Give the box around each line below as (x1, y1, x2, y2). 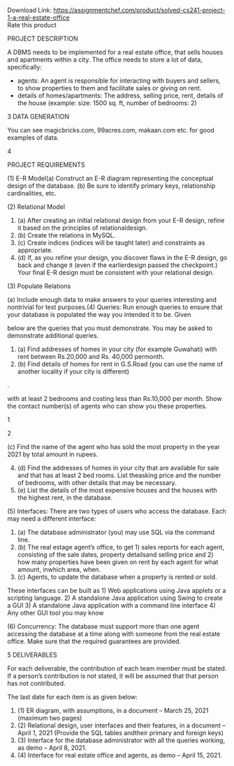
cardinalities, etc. (7, 189, 57, 197)
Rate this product (7, 21, 57, 29)
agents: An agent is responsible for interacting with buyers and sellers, (17, 76, 221, 85)
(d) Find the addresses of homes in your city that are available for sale (17, 464, 219, 472)
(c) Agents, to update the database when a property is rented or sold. (17, 573, 218, 581)
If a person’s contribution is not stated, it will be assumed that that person (7, 672, 219, 680)
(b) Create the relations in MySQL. (17, 231, 116, 239)
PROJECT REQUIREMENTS (7, 160, 85, 169)
